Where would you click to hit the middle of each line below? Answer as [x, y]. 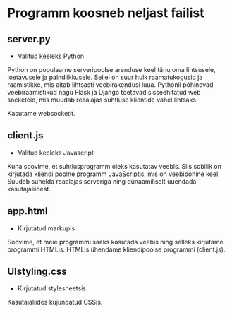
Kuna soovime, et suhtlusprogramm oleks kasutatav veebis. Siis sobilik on [115, 166]
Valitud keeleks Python [51, 56]
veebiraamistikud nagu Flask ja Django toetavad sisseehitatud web [104, 92]
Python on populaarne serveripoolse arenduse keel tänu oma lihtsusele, [112, 70]
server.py [29, 39]
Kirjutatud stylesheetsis [52, 288]
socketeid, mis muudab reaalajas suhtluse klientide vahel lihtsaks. [103, 100]
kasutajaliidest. [29, 189]
